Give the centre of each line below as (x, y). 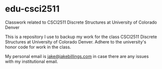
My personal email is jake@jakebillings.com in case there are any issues (77, 56)
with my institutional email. (32, 61)
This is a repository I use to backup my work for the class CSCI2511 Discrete (81, 37)
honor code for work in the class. (38, 47)
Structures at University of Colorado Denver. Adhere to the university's (76, 41)
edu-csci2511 (32, 9)
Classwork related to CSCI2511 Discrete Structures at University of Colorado (81, 22)
